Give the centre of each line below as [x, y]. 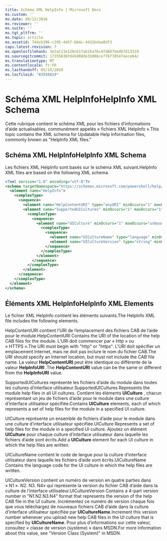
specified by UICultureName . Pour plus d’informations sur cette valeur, [78, 523]
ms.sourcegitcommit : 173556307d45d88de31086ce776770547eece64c [72, 56]
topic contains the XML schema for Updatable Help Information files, [75, 134]
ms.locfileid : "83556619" [32, 75]
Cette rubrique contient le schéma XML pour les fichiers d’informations [78, 124]
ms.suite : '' [19, 28]
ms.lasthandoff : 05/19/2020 [34, 70]
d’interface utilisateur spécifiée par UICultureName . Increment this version [81, 512]
